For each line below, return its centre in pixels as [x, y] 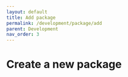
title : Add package [31, 18]
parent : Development [33, 29]
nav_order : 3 [23, 35]
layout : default [27, 12]
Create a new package [64, 65]
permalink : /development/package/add [54, 23]
